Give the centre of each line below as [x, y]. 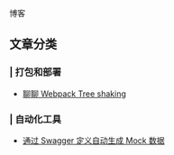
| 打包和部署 [35, 72]
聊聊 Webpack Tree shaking [74, 94]
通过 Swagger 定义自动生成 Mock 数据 [93, 140]
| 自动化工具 [35, 119]
